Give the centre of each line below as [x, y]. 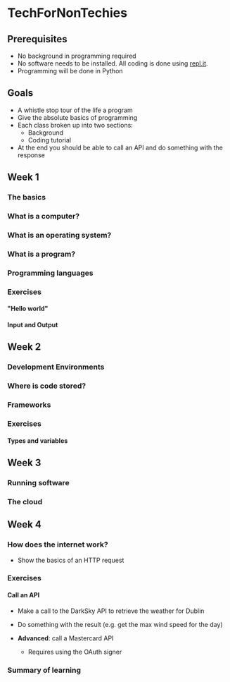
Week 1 [23, 177]
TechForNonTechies [68, 13]
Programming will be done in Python [70, 71]
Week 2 [24, 347]
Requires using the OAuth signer [75, 652]
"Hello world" [28, 309]
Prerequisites [37, 39]
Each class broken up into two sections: [75, 125]
